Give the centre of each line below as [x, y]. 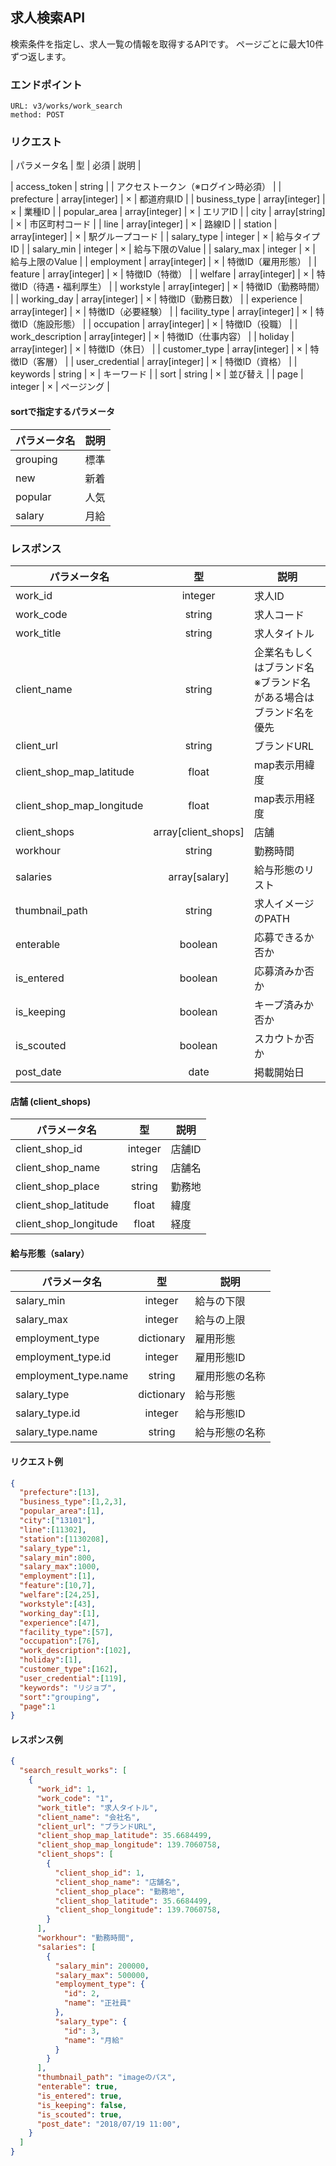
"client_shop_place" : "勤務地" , [120, 1891]
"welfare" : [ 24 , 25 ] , [60, 1595]
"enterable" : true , [77, 2087]
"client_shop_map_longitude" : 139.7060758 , [129, 1845]
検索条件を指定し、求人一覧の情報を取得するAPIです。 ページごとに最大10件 [167, 44]
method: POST [37, 115]
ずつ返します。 [41, 56]
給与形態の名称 [230, 1433]
